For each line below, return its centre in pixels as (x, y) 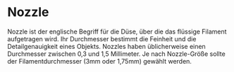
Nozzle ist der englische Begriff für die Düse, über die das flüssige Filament (117, 31)
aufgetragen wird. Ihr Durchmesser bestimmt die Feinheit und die (102, 38)
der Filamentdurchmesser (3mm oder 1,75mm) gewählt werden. (100, 61)
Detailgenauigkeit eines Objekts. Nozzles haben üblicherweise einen (106, 46)
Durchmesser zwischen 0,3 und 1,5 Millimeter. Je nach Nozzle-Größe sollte (116, 54)
